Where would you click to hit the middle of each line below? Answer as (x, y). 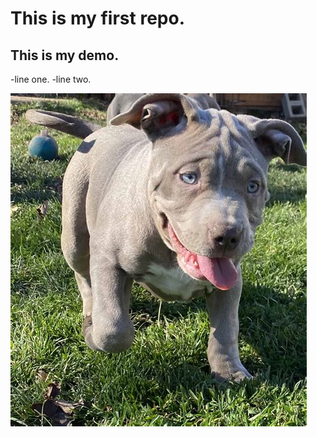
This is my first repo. (97, 18)
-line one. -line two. (51, 79)
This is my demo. (65, 55)
